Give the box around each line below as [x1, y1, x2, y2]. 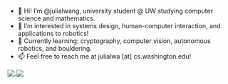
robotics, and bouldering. [17, 44, 93, 52]
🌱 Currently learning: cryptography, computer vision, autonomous [17, 37, 212, 45]
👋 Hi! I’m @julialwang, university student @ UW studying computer [17, 7, 214, 15]
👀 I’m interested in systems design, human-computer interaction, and [17, 22, 221, 30]
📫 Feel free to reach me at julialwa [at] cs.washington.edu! [17, 52, 191, 60]
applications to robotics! [17, 29, 89, 37]
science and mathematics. [17, 14, 95, 23]
